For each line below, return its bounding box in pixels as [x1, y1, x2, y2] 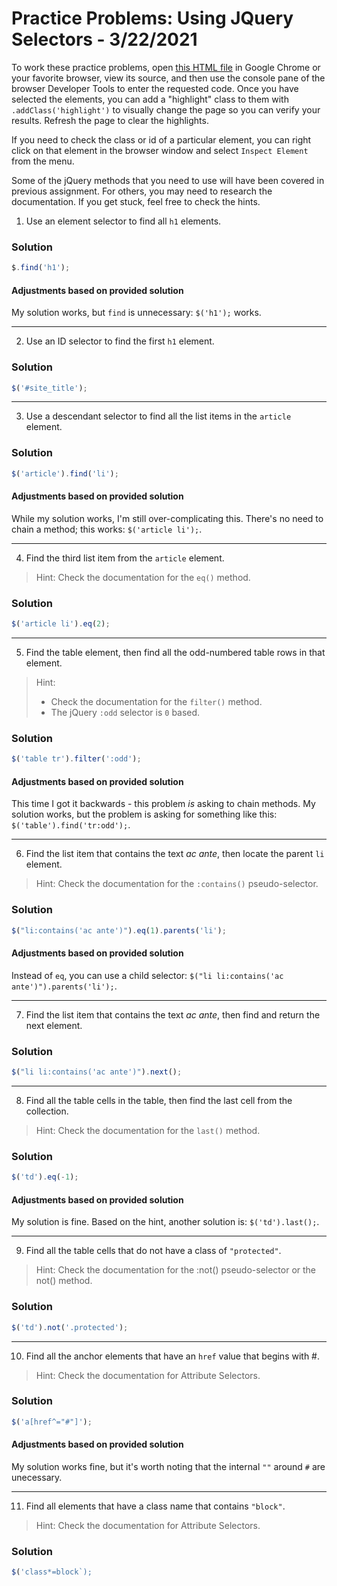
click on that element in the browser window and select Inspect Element [11, 144, 309, 156]
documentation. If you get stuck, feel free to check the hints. [11, 195, 261, 207]
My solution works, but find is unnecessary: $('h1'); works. [11, 307, 262, 319]
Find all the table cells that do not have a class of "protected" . [25, 1245, 282, 1257]
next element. [25, 1019, 83, 1031]
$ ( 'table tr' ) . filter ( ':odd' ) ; [11, 754, 142, 764]
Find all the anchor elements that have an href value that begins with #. [25, 1350, 321, 1362]
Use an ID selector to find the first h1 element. [25, 335, 215, 347]
